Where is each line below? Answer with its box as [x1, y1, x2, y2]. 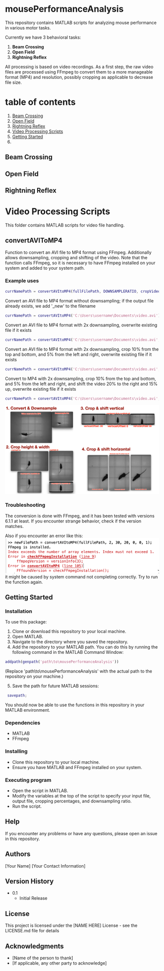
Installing [5, 748, 28, 755]
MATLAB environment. [5, 707, 50, 713]
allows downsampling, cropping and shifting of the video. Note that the [5, 254, 148, 260]
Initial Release [19, 896, 48, 901]
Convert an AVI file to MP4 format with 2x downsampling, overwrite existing [5, 322, 158, 328]
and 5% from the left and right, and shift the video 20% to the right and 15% [5, 381, 158, 387]
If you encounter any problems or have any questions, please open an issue [5, 830, 158, 836]
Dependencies [5, 719, 41, 726]
